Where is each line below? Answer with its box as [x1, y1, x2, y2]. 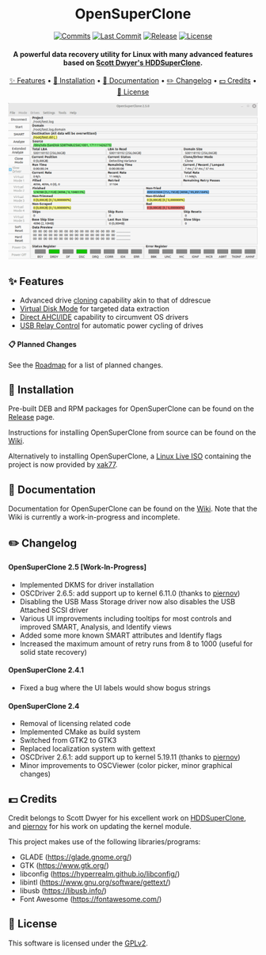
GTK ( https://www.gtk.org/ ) [19, 861, 109, 870]
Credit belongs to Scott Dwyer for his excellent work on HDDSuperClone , [8, 813, 247, 823]
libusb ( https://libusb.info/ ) [19, 886, 107, 896]
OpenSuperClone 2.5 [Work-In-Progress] [8, 562, 147, 572]
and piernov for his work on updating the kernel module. [8, 822, 192, 831]
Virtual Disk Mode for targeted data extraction [19, 304, 170, 314]
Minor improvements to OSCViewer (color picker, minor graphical [19, 761, 233, 770]
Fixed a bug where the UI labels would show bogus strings [19, 683, 211, 693]
